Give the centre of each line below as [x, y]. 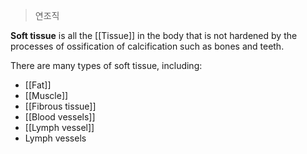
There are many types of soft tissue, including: [106, 65]
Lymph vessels [55, 138]
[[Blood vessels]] [60, 117]
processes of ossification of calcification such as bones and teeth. [147, 46]
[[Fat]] [38, 85]
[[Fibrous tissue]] [60, 106]
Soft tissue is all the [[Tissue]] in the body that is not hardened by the [154, 35]
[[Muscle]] [46, 95]
